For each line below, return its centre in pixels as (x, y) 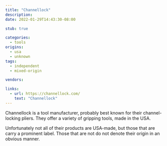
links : (12, 89)
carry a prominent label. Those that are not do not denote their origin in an (83, 133)
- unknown (20, 56)
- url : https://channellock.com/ (45, 94)
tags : (11, 61)
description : (19, 15)
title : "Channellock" (28, 10)
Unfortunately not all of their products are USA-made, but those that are (80, 128)
